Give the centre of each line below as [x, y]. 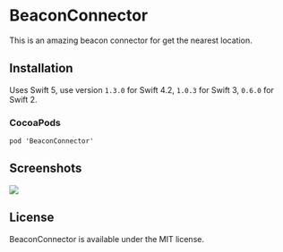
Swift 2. [23, 99]
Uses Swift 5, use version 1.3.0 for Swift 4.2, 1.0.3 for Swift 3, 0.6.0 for [142, 89]
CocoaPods [35, 122]
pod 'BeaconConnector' [51, 141]
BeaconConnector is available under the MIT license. [107, 239]
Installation [41, 68]
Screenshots [46, 168]
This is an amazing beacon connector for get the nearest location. [131, 40]
